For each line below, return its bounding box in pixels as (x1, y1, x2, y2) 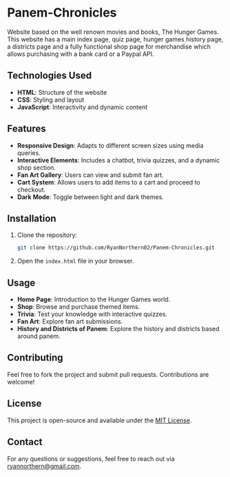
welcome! (7, 377, 35, 386)
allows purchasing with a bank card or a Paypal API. (7, 50, 154, 58)
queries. (17, 149, 41, 157)
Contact (7, 436, 43, 448)
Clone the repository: (17, 231, 78, 239)
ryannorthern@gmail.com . (7, 462, 82, 470)
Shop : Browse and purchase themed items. (17, 303, 140, 311)
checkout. (17, 185, 46, 194)
